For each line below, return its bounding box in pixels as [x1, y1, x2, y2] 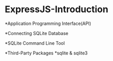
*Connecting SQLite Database [5, 30, 69, 36]
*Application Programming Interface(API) [5, 20, 92, 26]
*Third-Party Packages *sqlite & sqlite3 [5, 50, 88, 56]
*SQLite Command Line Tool [5, 40, 65, 46]
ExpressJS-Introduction [5, 4, 108, 15]
